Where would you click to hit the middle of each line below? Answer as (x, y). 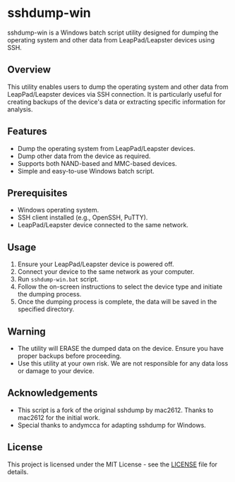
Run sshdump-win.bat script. (58, 279)
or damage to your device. (56, 371)
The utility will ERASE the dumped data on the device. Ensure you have (120, 348)
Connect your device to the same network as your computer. (106, 272)
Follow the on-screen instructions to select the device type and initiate (120, 287)
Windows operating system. (58, 210)
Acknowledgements (53, 393)
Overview (29, 70)
